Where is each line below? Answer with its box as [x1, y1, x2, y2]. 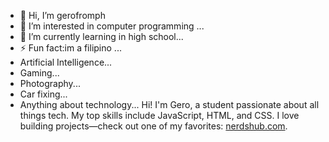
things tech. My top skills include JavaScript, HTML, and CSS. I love [19, 110, 300, 121]
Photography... [19, 78, 81, 89]
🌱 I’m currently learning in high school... [19, 31, 184, 42]
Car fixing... [19, 88, 68, 100]
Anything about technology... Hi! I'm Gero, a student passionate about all [19, 99, 320, 110]
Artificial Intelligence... [19, 56, 113, 68]
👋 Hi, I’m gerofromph [19, 10, 106, 21]
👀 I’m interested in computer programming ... [19, 20, 205, 32]
